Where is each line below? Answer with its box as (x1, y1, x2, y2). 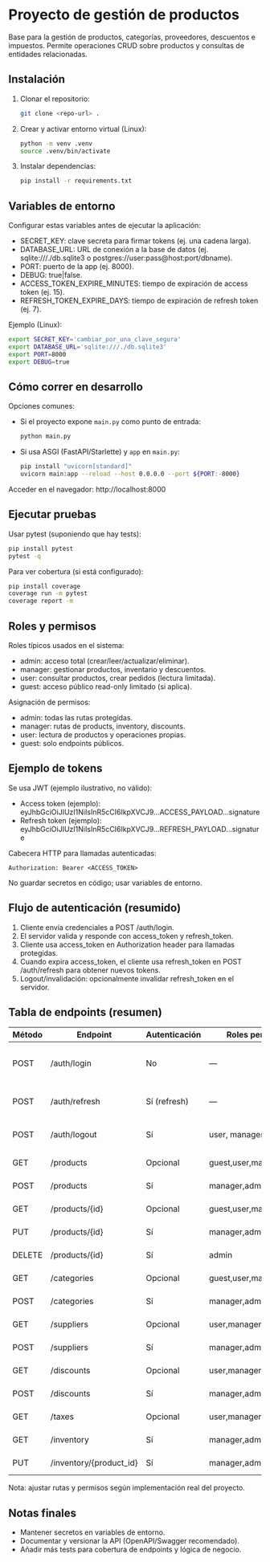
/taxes (50, 1411, 75, 1422)
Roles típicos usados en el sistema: (8, 641, 125, 650)
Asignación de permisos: (8, 697, 91, 707)
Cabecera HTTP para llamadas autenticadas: (8, 848, 157, 858)
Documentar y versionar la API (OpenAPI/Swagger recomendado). (19, 1536, 239, 1546)
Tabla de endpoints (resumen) (8, 1005, 162, 1019)
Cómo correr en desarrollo (8, 380, 143, 394)
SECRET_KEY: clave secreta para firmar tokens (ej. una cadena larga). (19, 236, 252, 246)
